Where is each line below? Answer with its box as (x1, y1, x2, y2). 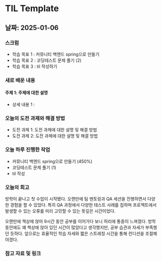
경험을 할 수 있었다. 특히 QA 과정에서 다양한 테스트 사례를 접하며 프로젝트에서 (10, 202, 157, 207)
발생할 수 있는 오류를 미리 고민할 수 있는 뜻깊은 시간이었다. (5, 208, 116, 214)
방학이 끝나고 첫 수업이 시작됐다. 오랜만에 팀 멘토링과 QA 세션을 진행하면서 (5, 196, 146, 202)
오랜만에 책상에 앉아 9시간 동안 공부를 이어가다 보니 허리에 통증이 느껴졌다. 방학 (5, 218, 156, 224)
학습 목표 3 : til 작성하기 (12, 63, 58, 69)
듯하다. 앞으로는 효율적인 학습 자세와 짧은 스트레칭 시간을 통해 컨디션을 (10, 230, 144, 236)
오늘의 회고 (5, 184, 30, 190)
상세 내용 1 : (12, 102, 35, 107)
